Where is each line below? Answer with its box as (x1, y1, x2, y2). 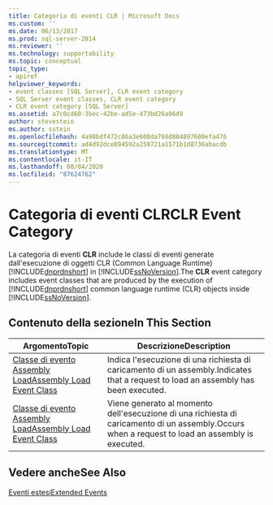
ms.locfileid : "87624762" (8, 170, 96, 179)
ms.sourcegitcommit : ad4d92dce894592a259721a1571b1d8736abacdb (8, 140, 227, 149)
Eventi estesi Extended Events (8, 487, 108, 497)
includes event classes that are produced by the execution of (8, 275, 213, 285)
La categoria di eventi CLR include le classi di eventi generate (8, 249, 214, 259)
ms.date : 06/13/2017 (8, 27, 79, 35)
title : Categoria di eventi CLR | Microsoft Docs (8, 11, 180, 20)
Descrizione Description (136, 340, 232, 352)
